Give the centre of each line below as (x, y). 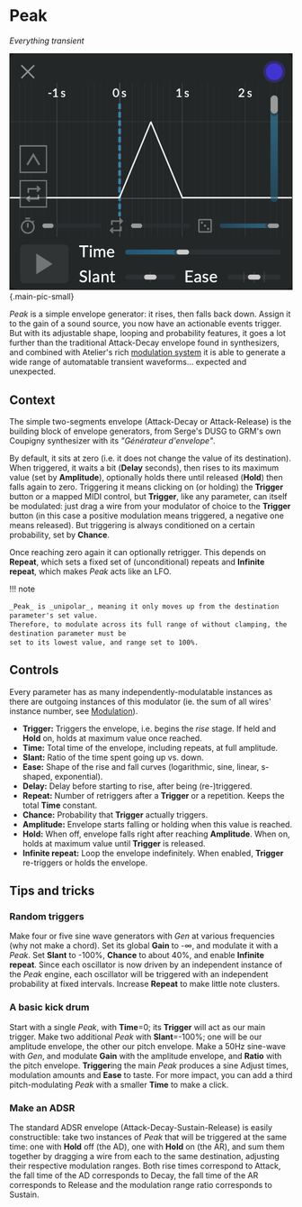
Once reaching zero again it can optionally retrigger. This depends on (138, 552)
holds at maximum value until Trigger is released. (114, 843)
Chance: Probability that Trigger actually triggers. (115, 814)
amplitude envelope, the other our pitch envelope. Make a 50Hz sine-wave (147, 1046)
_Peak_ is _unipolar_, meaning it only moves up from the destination (144, 606)
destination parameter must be (68, 633)
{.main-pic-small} (42, 297)
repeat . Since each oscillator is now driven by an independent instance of (146, 965)
